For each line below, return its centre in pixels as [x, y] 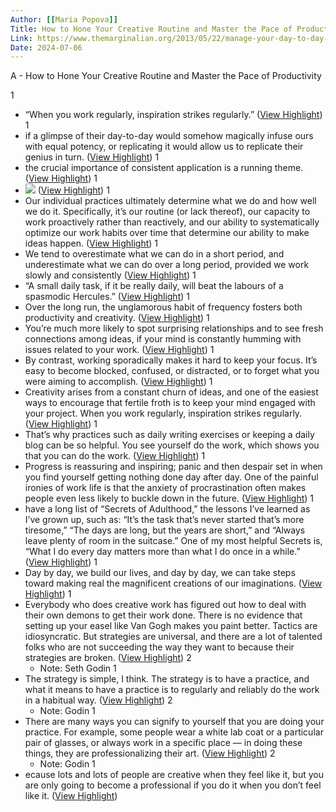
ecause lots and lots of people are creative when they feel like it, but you [174, 775]
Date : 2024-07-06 [46, 47]
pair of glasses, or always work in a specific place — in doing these [163, 743]
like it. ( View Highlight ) [71, 796]
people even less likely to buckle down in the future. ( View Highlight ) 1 [169, 498]
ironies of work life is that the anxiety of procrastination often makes [165, 488]
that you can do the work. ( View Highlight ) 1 [115, 456]
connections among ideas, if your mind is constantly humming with [163, 339]
